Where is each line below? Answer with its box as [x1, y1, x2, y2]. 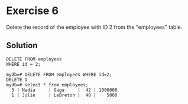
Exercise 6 [6, 4, 59, 18]
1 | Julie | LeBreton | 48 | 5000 [11, 92, 118, 98]
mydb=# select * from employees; [6, 82, 89, 88]
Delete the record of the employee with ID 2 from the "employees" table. [6, 24, 183, 31]
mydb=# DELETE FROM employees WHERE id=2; [6, 72, 112, 78]
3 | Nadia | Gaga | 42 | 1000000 [11, 87, 118, 93]
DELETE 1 [6, 76, 28, 83]
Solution [6, 41, 38, 51]
